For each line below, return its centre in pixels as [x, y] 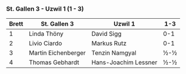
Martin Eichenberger [57, 53]
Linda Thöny [46, 34]
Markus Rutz [109, 43]
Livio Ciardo [45, 43]
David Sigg [107, 34]
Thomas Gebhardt [54, 62]
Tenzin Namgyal [114, 53]
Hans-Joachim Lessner [124, 62]
